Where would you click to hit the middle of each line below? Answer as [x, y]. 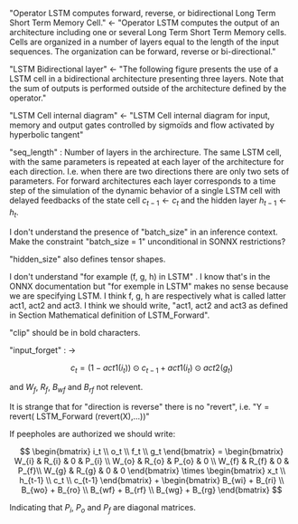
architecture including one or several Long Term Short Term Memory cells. [148, 32]
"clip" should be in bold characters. [75, 332]
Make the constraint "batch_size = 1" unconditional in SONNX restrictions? [148, 241]
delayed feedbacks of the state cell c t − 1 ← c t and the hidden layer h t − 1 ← [148, 201]
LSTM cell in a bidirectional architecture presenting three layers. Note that [147, 79]
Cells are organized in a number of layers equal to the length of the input [144, 42]
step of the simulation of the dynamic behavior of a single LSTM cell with [145, 191]
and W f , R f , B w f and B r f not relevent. [76, 388]
